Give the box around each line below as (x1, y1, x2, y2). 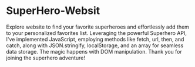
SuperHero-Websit (6, 4, 100, 17)
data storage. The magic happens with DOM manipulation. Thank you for (6, 48, 182, 55)
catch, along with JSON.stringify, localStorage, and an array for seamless (6, 42, 184, 49)
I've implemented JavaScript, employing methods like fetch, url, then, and (6, 36, 184, 43)
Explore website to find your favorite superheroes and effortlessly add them (6, 23, 190, 30)
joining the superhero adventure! (6, 54, 85, 61)
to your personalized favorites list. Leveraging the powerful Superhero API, (6, 29, 187, 36)
